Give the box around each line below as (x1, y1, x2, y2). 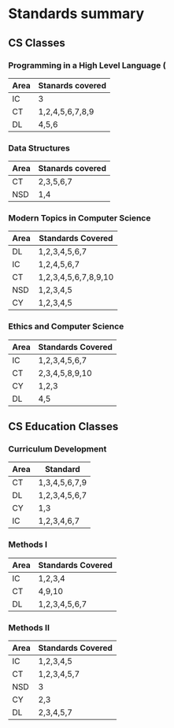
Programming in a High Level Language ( (8, 60, 167, 71)
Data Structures (8, 143, 71, 154)
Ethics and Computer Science (8, 321, 124, 332)
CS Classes (8, 36, 65, 50)
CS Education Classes (8, 420, 119, 433)
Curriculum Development (8, 444, 107, 455)
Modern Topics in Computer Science (8, 213, 151, 224)
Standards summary (8, 5, 145, 23)
